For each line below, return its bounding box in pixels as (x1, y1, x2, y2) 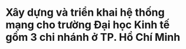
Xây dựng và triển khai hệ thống (5, 6, 165, 19)
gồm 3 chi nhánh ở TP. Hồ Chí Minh (5, 31, 181, 44)
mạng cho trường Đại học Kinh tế (5, 18, 170, 32)
